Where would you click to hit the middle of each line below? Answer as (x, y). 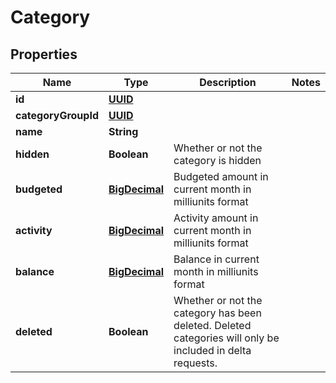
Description (228, 82)
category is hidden (217, 160)
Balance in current (216, 259)
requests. (195, 363)
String (123, 131)
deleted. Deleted (212, 325)
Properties (44, 54)
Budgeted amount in (221, 176)
